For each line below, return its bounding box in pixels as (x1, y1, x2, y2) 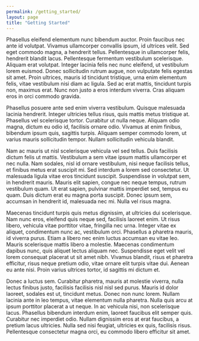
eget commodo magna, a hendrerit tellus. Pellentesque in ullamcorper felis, (6, 49, 190, 56)
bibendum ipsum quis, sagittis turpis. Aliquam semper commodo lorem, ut (6, 130, 187, 137)
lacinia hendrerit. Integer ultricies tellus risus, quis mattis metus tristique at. (6, 110, 190, 118)
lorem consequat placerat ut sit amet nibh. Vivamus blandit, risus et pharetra (6, 254, 193, 261)
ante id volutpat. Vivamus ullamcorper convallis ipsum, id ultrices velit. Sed (6, 42, 189, 49)
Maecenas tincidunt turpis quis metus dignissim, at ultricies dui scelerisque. (6, 209, 192, 217)
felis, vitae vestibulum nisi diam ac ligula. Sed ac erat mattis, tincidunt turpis (6, 80, 192, 87)
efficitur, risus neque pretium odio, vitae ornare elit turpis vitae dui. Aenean (6, 260, 189, 267)
